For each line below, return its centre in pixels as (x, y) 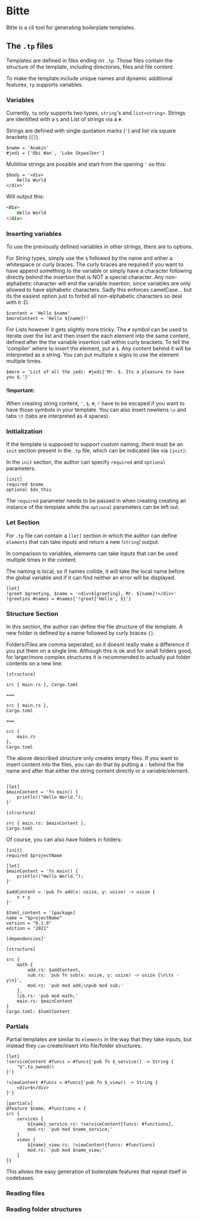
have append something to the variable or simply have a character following (99, 270)
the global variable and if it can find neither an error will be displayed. (91, 577)
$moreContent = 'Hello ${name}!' (48, 318)
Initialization (24, 431)
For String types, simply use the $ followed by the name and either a (89, 258)
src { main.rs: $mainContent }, (46, 823)
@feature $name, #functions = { (46, 1109)
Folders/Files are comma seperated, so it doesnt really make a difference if (98, 645)
